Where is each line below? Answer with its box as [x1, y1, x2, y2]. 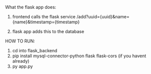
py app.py [12, 64, 33, 69]
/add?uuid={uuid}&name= [76, 14, 130, 19]
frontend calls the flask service [12, 14, 76, 19]
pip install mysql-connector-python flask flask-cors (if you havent [12, 53, 147, 59]
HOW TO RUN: [5, 38, 36, 44]
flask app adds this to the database [12, 29, 84, 34]
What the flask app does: [5, 4, 56, 10]
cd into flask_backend [12, 48, 58, 53]
